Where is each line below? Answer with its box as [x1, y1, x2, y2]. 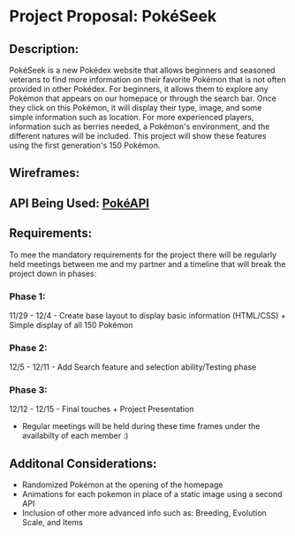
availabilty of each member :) [21, 431, 129, 441]
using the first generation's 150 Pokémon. [9, 140, 161, 150]
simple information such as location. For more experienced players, [9, 112, 254, 122]
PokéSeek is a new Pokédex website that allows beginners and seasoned [9, 65, 276, 75]
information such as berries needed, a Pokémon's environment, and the [9, 121, 270, 132]
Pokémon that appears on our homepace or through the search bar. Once [9, 93, 276, 103]
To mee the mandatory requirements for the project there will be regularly [9, 249, 276, 260]
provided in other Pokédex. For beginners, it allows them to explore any [9, 84, 269, 94]
